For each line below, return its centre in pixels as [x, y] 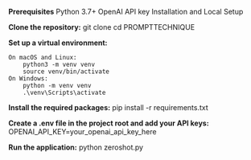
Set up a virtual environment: [58, 43]
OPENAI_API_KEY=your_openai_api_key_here [82, 131]
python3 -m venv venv [59, 64]
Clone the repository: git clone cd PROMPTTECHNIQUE [102, 27]
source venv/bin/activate [66, 72]
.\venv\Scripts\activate [64, 92]
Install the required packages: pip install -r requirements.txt [109, 107]
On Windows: [28, 79]
